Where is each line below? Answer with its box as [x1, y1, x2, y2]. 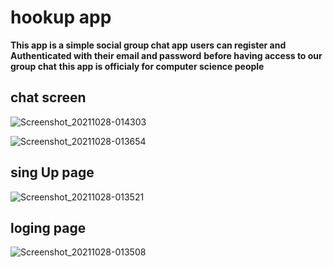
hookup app [10, 6, 112, 29]
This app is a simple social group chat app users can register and [10, 39, 287, 51]
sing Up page [10, 164, 95, 181]
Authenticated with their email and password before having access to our [10, 49, 323, 61]
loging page [10, 219, 87, 236]
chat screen [10, 89, 87, 106]
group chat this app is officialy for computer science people [10, 60, 265, 72]
